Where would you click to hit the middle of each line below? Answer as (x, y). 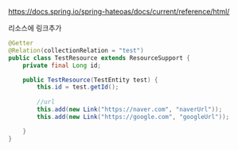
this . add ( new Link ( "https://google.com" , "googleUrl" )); (133, 116)
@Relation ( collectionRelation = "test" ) (76, 50)
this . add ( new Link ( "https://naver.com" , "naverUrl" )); (130, 109)
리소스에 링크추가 (35, 28)
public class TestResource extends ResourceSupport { (99, 58)
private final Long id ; (62, 65)
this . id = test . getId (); (78, 87)
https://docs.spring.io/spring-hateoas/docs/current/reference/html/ (119, 12)
